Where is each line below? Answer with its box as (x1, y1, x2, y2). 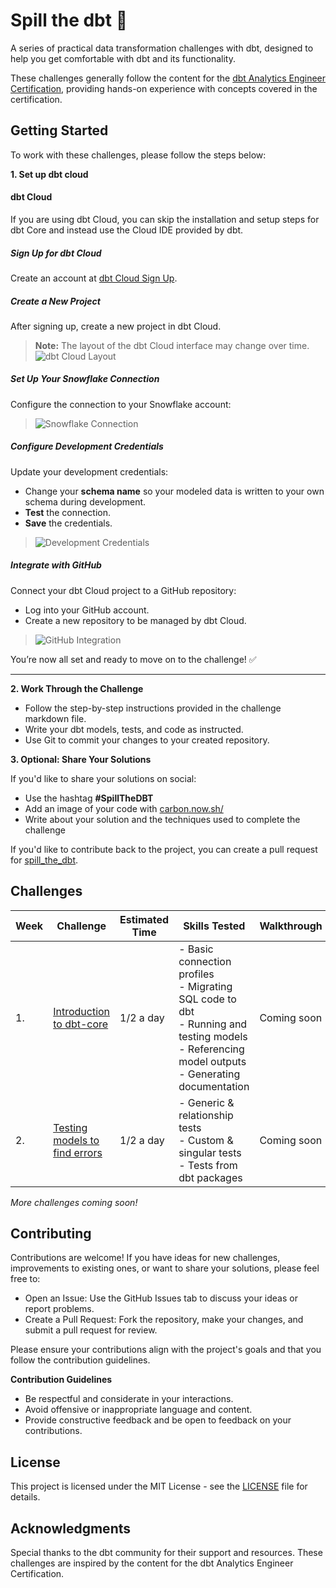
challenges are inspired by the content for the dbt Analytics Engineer (10, 1557, 294, 1569)
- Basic (178, 942, 214, 956)
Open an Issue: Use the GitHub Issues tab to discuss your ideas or (24, 1292, 298, 1304)
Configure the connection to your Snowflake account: (10, 398, 232, 410)
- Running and (178, 1017, 248, 1031)
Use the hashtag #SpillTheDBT (24, 792, 154, 804)
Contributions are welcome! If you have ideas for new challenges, (10, 1252, 281, 1264)
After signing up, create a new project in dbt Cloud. (10, 320, 222, 332)
